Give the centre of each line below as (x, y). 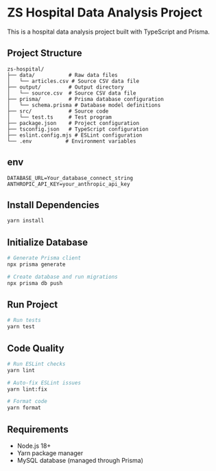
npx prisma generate (37, 264)
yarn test (21, 327)
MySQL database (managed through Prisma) (80, 460)
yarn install (26, 221)
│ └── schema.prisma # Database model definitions (84, 105)
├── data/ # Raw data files (62, 75)
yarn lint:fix (27, 389)
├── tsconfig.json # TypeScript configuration (78, 129)
